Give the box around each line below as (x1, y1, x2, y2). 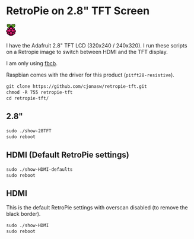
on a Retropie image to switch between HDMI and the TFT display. (6, 48, 168, 55)
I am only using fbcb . (6, 59, 58, 66)
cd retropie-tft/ (6, 95, 49, 101)
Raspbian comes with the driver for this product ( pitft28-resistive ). (6, 71, 175, 78)
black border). (6, 211, 41, 218)
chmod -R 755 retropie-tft (6, 89, 73, 95)
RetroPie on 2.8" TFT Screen (6, 4, 150, 18)
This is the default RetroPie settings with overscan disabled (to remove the (6, 204, 188, 211)
